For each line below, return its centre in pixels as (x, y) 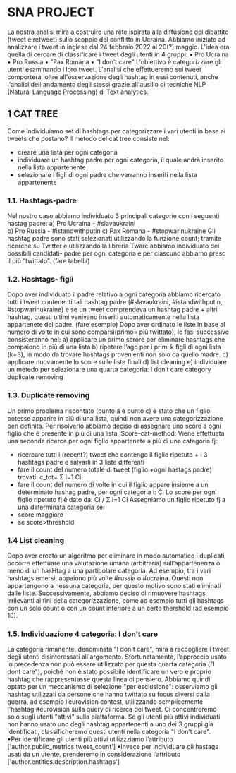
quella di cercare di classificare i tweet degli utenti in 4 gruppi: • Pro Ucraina (118, 54)
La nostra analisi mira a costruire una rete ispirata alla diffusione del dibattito (118, 32)
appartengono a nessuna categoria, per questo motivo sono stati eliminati (114, 585)
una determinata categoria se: (61, 507)
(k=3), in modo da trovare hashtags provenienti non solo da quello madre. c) (118, 354)
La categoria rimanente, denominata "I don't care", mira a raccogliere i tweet (118, 649)
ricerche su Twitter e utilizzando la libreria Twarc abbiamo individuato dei (113, 246)
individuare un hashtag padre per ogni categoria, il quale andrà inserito (120, 160)
